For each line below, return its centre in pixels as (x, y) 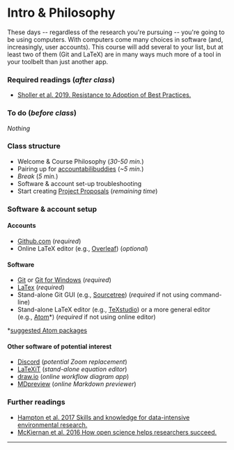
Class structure (34, 146)
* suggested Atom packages (47, 331)
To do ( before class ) (42, 113)
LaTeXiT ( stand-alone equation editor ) (72, 369)
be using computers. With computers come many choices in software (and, (115, 39)
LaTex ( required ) (41, 288)
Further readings (36, 402)
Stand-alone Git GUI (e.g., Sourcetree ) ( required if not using (103, 295)
